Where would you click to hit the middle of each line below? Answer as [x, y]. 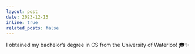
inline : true [22, 22]
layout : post [22, 11]
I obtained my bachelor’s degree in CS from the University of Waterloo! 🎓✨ [98, 45]
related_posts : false [33, 28]
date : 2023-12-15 [27, 17]
